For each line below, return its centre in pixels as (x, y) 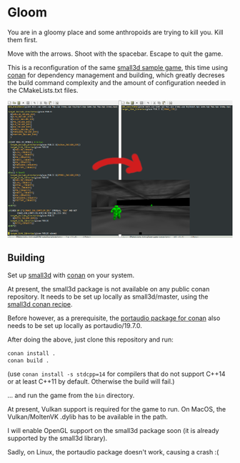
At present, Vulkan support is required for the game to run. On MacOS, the (117, 409)
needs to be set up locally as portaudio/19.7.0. (75, 325)
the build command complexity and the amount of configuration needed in (117, 82)
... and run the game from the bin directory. (71, 395)
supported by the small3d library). (57, 438)
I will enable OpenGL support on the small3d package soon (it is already (113, 430)
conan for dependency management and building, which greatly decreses (116, 75)
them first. (22, 39)
